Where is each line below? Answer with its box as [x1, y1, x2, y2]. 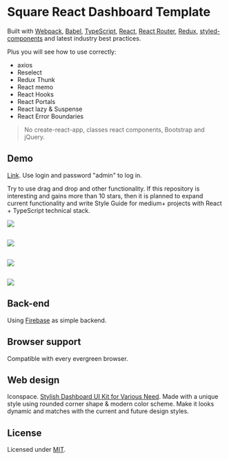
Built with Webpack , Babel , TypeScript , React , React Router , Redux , [7, 27, 199, 35]
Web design [7, 374, 60, 386]
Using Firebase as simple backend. [7, 316, 107, 324]
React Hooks [17, 90, 54, 98]
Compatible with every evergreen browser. [7, 354, 129, 362]
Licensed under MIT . [7, 446, 66, 454]
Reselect [17, 68, 43, 76]
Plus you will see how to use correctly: [7, 48, 117, 56]
